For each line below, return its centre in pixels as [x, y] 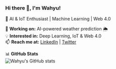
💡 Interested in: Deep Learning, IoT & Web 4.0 [53, 36]
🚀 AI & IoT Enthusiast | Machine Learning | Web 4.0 [58, 19]
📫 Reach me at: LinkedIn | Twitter [41, 42]
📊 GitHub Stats [22, 54]
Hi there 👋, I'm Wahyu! [33, 8]
